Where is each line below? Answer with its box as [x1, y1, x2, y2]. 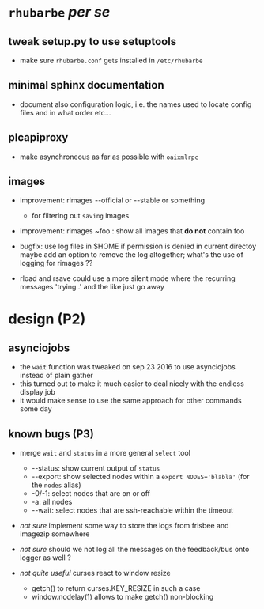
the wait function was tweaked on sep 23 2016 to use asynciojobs [19, 362, 236, 372]
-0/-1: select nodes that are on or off [31, 489, 151, 498]
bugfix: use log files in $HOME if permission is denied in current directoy [19, 241, 257, 252]
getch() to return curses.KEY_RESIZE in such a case [31, 584, 201, 593]
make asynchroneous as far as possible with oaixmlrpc [19, 152, 199, 161]
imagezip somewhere [19, 529, 90, 539]
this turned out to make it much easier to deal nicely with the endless [19, 379, 245, 388]
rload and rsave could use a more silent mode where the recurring [19, 274, 236, 283]
